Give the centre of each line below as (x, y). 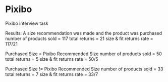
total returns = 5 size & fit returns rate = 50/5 (52, 59)
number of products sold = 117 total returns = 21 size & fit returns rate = (79, 38)
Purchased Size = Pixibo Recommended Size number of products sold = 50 (84, 54)
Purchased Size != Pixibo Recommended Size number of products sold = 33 (84, 69)
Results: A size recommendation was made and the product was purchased (84, 33)
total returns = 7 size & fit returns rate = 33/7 (52, 74)
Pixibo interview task (27, 23)
